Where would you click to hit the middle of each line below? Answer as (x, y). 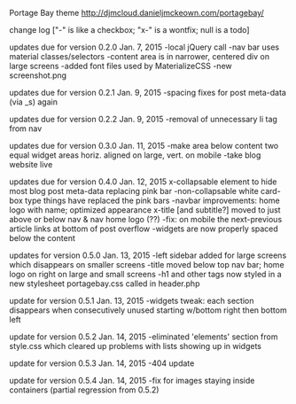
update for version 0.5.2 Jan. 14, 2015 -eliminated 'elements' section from (144, 337)
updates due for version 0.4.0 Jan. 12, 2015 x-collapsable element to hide (143, 182)
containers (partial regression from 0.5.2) (84, 390)
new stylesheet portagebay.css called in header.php (105, 284)
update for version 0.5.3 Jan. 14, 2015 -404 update (102, 363)
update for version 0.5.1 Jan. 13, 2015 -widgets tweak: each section (132, 301)
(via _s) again (33, 102)
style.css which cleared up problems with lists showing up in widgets (136, 346)
